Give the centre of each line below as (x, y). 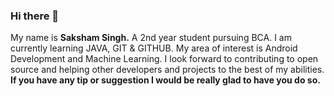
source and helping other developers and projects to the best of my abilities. (167, 70)
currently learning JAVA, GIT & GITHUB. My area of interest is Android (154, 48)
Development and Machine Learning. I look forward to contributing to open (164, 59)
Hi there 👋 (35, 16)
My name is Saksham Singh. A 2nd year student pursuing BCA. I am (151, 38)
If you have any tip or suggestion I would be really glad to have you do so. (165, 80)
